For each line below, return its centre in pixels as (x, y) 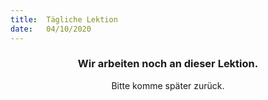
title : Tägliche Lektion (64, 19)
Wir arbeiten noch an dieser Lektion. (168, 64)
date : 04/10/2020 (51, 29)
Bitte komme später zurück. (168, 85)
